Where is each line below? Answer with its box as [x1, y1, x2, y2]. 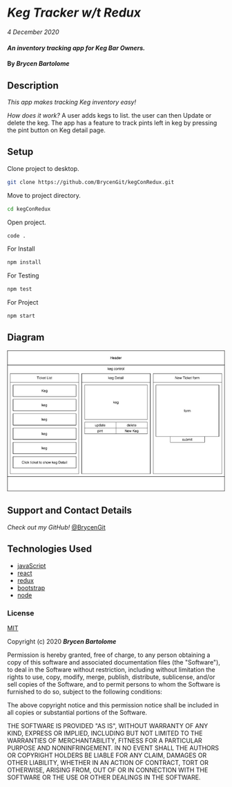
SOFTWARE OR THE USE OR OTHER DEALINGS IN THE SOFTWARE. [7, 773, 201, 781]
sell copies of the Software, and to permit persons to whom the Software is [7, 680, 221, 688]
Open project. [7, 218, 46, 226]
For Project [7, 298, 39, 307]
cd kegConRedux [7, 206, 51, 212]
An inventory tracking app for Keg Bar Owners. [7, 44, 146, 52]
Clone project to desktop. [7, 164, 79, 172]
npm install [7, 259, 41, 266]
